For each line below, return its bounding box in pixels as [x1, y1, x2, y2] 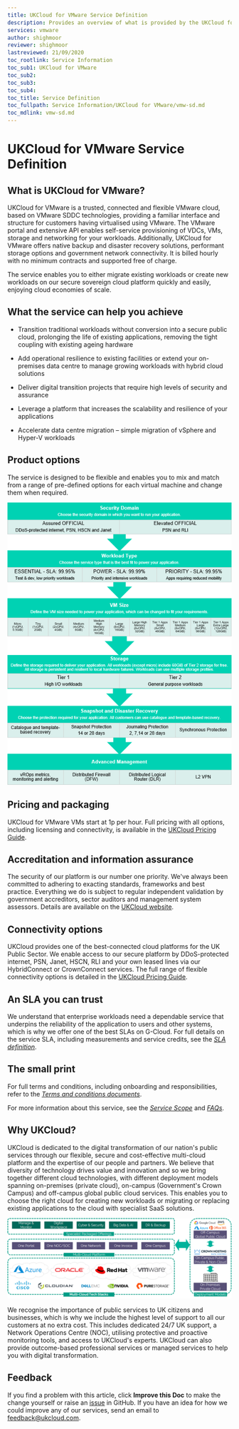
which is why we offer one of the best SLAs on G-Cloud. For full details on [7, 1027, 225, 1036]
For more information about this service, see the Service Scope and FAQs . [7, 1103, 225, 1112]
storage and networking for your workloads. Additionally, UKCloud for [7, 234, 212, 242]
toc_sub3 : [7, 79, 37, 86]
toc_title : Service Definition [7, 94, 100, 101]
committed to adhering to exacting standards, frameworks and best [7, 880, 205, 888]
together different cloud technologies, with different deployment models [7, 1174, 218, 1182]
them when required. [7, 488, 69, 497]
